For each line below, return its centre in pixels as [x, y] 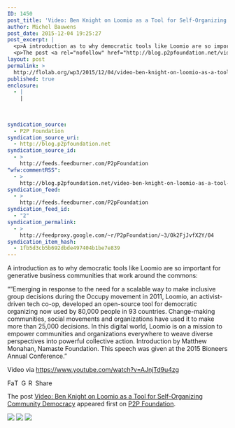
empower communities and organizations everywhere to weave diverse [110, 334]
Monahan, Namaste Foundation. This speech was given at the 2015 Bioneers [117, 349]
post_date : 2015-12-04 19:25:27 [54, 33]
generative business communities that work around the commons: [102, 276]
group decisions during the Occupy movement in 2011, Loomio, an [102, 297]
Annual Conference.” [37, 356]
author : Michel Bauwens [42, 27]
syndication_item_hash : [42, 242]
